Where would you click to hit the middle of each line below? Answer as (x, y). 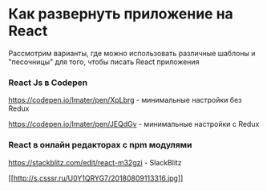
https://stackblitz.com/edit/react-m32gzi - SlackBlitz (95, 162)
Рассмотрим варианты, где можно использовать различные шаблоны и (132, 53)
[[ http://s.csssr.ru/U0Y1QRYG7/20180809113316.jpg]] (96, 178)
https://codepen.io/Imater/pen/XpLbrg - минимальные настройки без (125, 100)
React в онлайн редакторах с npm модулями (100, 145)
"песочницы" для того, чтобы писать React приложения (104, 62)
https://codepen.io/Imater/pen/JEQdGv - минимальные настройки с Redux (134, 124)
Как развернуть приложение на (121, 14)
